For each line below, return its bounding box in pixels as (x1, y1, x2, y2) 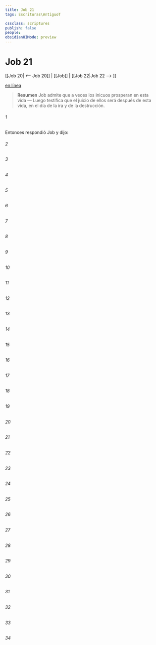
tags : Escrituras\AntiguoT (5, 12, 61, 17)
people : (5, 30, 21, 35)
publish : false (5, 25, 37, 30)
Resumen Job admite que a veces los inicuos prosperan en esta (17, 92, 149, 98)
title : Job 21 (5, 7, 35, 12)
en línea (5, 82, 21, 88)
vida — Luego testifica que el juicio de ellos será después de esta (17, 97, 152, 103)
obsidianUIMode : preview (5, 35, 56, 40)
